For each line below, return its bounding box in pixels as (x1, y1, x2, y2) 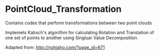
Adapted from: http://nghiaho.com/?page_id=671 (5, 44, 105, 50)
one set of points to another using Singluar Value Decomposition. (5, 35, 139, 41)
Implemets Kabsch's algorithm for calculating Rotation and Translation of (5, 29, 154, 35)
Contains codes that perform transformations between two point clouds (5, 20, 153, 26)
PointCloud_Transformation (5, 3, 122, 15)
